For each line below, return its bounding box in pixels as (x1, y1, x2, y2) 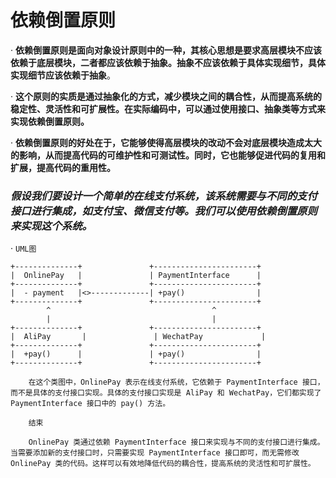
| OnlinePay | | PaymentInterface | (10, 271, 262, 281)
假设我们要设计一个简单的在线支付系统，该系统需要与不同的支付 (10, 189, 318, 203)
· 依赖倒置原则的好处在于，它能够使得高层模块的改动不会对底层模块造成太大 (10, 136, 322, 148)
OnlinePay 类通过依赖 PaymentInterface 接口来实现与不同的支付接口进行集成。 (28, 437, 325, 448)
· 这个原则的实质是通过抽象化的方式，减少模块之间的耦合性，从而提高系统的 (10, 90, 322, 102)
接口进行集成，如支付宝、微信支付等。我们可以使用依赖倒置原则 (10, 204, 318, 218)
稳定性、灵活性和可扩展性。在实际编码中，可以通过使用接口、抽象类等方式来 (10, 102, 326, 115)
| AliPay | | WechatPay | (10, 332, 267, 342)
